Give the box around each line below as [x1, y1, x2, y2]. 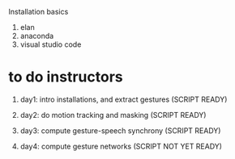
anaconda [19, 31, 54, 40]
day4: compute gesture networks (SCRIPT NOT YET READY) [19, 141, 223, 151]
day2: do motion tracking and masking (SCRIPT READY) [19, 110, 207, 119]
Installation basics [8, 7, 69, 16]
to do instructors [8, 68, 123, 86]
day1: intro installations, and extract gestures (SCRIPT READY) [19, 94, 228, 104]
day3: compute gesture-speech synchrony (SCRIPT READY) [19, 125, 221, 136]
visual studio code [19, 40, 82, 49]
